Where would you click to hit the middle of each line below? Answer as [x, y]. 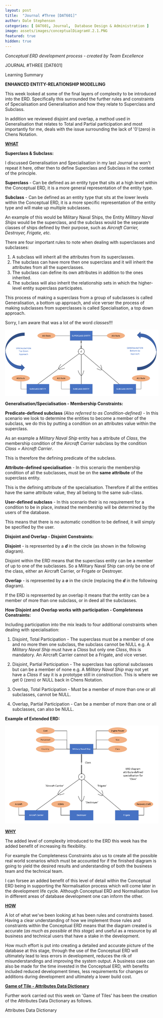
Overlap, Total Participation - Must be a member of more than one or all [84, 689]
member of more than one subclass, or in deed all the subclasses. [71, 600]
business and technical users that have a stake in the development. [72, 936]
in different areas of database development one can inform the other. [74, 896]
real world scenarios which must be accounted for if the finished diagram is [81, 861]
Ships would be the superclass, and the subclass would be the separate [77, 222]
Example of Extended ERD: [32, 718]
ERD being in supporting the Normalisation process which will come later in [80, 886]
